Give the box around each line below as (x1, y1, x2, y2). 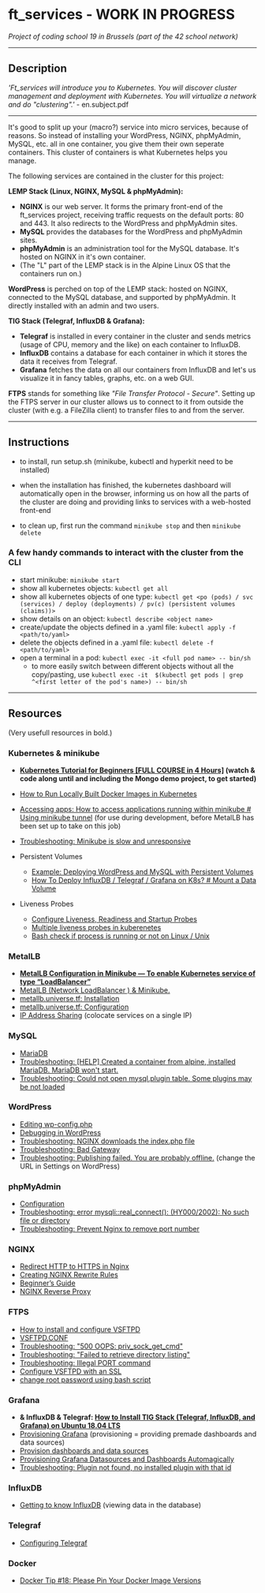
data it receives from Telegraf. (19, 357, 118, 366)
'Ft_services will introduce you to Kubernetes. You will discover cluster (8, 83, 237, 92)
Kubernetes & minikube (8, 747, 100, 758)
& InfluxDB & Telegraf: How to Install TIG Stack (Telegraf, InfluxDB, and (19, 1412, 256, 1422)
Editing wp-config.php (19, 1119, 93, 1129)
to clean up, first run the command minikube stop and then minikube (19, 521, 241, 530)
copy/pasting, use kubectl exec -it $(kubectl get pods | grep (31, 669, 244, 679)
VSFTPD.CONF (19, 1333, 69, 1342)
